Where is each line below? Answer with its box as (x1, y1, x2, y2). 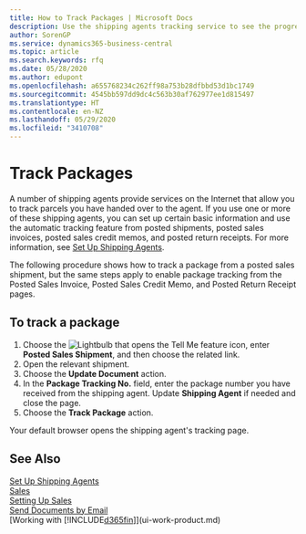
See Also (9, 451, 61, 466)
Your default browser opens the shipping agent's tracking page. (9, 424, 250, 435)
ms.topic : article (9, 47, 79, 57)
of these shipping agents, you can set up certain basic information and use (9, 212, 291, 224)
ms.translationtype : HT (9, 98, 100, 108)
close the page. (22, 397, 82, 408)
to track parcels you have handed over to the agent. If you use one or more (9, 203, 291, 214)
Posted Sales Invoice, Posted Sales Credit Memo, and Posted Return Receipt (9, 278, 297, 289)
